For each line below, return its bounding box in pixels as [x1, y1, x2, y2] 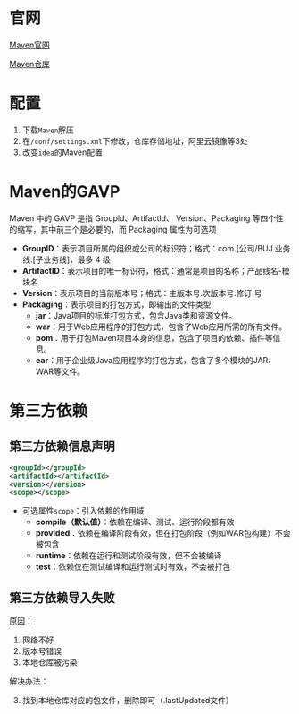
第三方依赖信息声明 [9, 439, 115, 455]
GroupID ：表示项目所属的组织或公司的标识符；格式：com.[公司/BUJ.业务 [21, 242, 291, 253]
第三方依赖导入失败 [9, 590, 115, 605]
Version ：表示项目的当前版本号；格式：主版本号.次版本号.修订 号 [21, 287, 262, 298]
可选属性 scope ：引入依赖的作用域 [21, 506, 145, 516]
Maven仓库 [9, 58, 51, 69]
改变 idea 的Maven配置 [21, 147, 103, 157]
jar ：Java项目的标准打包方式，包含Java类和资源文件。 [35, 310, 237, 320]
